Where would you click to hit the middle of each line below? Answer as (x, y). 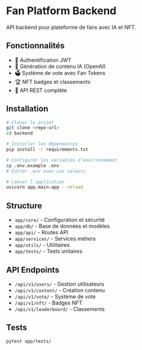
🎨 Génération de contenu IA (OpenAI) (60, 66)
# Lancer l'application (35, 182)
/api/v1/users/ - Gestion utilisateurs (59, 284)
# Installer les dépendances (42, 144)
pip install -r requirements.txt (47, 150)
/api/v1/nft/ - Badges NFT (49, 303)
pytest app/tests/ (29, 341)
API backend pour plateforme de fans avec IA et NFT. (71, 27)
